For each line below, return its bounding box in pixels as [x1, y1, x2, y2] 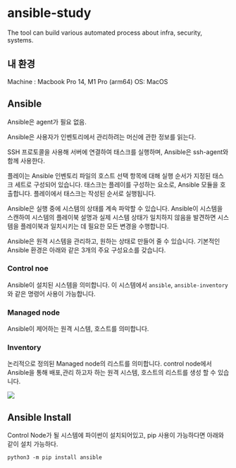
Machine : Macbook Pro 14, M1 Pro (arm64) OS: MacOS [7, 77, 168, 86]
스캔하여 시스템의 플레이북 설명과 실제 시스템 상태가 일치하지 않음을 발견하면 [7, 213, 216, 221]
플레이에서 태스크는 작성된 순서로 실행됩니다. [33, 189, 156, 197]
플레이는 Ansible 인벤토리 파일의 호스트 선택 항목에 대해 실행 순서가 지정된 [7, 171, 211, 180]
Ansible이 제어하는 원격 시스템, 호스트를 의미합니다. [7, 324, 149, 333]
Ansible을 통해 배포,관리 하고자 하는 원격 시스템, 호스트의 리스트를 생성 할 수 [7, 368, 216, 377]
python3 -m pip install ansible [7, 454, 102, 461]
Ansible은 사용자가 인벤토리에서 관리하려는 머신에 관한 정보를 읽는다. [7, 132, 197, 141]
